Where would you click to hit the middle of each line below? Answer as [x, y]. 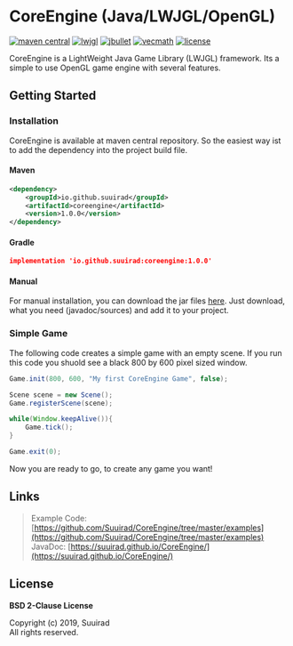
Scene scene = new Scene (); [61, 395]
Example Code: [59, 518]
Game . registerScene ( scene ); [61, 403]
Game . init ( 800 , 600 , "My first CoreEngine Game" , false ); [119, 379]
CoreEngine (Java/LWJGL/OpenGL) [143, 16]
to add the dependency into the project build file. [99, 149]
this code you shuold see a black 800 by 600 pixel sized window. [128, 362]
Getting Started [53, 96]
